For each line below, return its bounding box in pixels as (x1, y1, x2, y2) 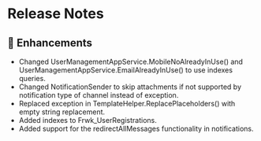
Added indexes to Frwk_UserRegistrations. (18, 116, 157, 124)
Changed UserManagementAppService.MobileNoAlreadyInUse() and (18, 57, 244, 66)
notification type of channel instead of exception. (18, 91, 179, 99)
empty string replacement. (18, 107, 106, 117)
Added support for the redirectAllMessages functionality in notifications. (18, 124, 254, 133)
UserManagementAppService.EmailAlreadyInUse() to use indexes (18, 65, 233, 75)
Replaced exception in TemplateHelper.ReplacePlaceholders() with (18, 99, 236, 108)
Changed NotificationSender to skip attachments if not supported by (18, 82, 242, 91)
